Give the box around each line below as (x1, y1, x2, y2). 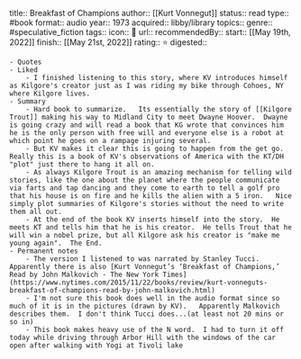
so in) (9, 318, 34, 327)
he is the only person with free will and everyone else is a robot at (9, 129, 284, 138)
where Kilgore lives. (9, 89, 91, 98)
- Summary (9, 97, 47, 106)
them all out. (9, 207, 63, 216)
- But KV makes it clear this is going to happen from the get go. (25, 144, 284, 153)
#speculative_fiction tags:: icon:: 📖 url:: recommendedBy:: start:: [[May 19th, (9, 27, 291, 37)
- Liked (9, 66, 39, 75)
